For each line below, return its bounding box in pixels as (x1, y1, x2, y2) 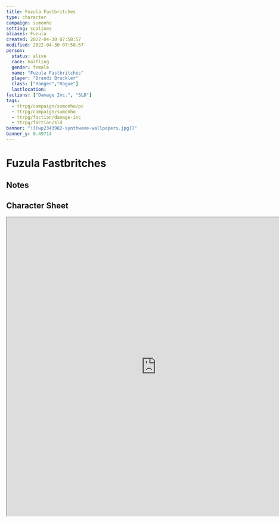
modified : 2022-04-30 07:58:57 (6, 42, 84, 48)
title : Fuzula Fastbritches (6, 8, 76, 15)
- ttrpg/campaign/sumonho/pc (11, 103, 84, 109)
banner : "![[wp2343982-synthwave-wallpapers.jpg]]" (6, 125, 137, 131)
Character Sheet (6, 201, 69, 211)
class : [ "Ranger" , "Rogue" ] (11, 81, 79, 87)
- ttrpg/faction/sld (11, 120, 63, 126)
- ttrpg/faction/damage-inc (11, 114, 82, 120)
